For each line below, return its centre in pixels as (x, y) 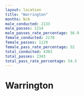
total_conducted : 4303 (29, 51)
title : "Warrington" (27, 14)
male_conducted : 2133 (28, 24)
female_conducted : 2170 (30, 38)
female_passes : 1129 (27, 42)
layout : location (23, 10)
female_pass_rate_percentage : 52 (40, 47)
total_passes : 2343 (25, 56)
